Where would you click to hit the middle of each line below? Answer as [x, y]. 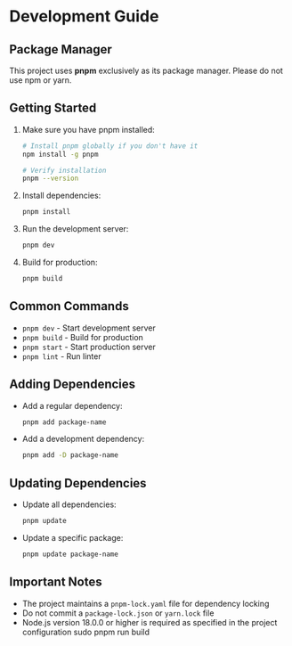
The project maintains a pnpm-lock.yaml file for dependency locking [146, 603]
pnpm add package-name [64, 422]
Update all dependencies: [69, 504]
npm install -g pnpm [60, 154]
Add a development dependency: [83, 439]
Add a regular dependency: [72, 405]
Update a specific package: [73, 538]
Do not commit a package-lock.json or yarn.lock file [118, 613]
